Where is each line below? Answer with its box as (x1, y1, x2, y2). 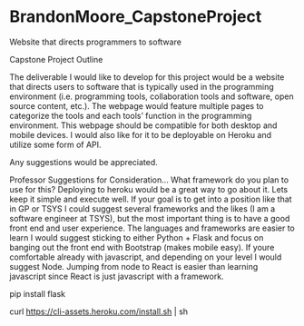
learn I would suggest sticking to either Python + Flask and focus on (9, 232, 264, 242)
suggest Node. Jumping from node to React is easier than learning (9, 261, 259, 272)
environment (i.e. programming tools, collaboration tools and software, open (9, 91, 294, 102)
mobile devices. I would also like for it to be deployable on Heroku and (9, 129, 272, 140)
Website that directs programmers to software (9, 36, 181, 47)
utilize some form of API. (9, 139, 102, 150)
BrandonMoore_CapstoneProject (9, 6, 262, 27)
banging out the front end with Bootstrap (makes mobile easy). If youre (9, 242, 275, 252)
